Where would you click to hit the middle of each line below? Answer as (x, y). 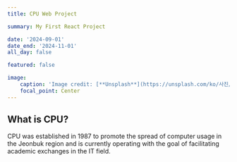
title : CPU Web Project (42, 14)
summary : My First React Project (56, 26)
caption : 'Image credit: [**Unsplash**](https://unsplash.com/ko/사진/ (126, 85)
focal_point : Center (50, 91)
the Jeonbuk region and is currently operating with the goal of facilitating (114, 144)
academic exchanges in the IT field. (59, 151)
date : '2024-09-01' (36, 39)
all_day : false (30, 52)
